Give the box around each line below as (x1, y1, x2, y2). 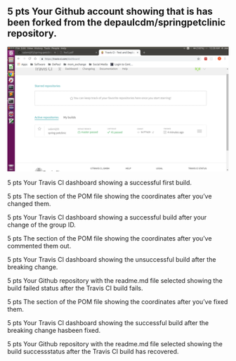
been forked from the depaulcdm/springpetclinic (7, 17, 226, 29)
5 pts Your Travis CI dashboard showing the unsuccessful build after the (7, 255, 216, 264)
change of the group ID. (7, 221, 76, 229)
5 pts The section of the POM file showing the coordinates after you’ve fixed (7, 298, 228, 306)
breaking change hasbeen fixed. (7, 327, 101, 335)
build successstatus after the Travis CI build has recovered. (7, 348, 179, 356)
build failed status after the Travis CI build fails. (7, 284, 143, 293)
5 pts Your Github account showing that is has (7, 6, 213, 18)
